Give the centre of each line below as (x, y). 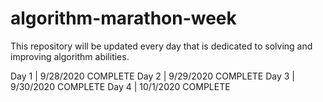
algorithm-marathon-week (123, 18)
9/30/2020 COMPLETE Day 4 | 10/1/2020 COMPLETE (120, 86)
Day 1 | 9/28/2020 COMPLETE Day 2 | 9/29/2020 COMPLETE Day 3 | (153, 76)
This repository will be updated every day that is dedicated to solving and (161, 46)
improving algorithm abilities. (70, 56)
